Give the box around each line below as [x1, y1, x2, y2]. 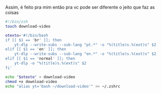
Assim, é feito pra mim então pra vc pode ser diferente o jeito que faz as [5, 4, 155, 10]
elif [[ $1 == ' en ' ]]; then [5, 47, 66, 52]
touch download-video [5, 23, 51, 29]
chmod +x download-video [5, 79, 57, 84]
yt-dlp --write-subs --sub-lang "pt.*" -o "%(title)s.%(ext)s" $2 [14, 42, 156, 47]
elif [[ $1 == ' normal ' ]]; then [5, 56, 75, 61]
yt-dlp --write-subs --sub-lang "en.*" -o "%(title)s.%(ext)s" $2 [14, 51, 156, 56]
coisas [5, 9, 19, 15]
